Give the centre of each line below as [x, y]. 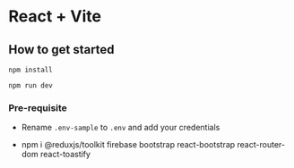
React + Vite [55, 17]
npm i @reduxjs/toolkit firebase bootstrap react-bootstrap [128, 145]
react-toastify [65, 155]
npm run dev [30, 86]
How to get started [61, 50]
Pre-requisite [38, 107]
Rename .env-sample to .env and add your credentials [121, 128]
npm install [30, 70]
